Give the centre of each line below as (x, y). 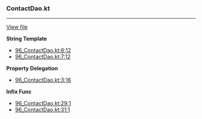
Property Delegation (32, 69)
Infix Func (19, 92)
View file (17, 27)
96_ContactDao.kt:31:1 (42, 110)
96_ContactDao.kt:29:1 (43, 103)
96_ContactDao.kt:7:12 (43, 57)
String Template (27, 39)
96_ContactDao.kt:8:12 (43, 50)
